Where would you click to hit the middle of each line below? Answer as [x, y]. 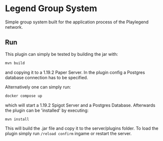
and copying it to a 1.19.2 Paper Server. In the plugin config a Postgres [75, 72]
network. [14, 27]
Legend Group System [51, 9]
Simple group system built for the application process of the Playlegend [77, 22]
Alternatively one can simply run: [38, 87]
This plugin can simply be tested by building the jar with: [62, 54]
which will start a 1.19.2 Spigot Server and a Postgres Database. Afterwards [80, 105]
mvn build [15, 63]
